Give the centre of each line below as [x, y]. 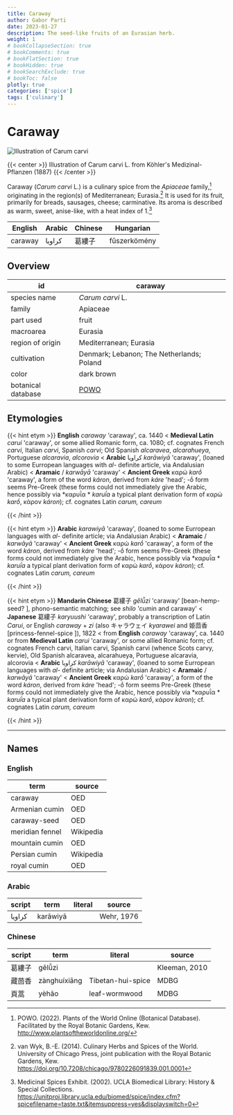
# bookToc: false [32, 78]
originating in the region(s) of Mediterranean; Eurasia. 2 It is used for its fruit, [115, 194]
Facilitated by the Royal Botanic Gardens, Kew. [84, 1025]
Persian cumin [34, 855]
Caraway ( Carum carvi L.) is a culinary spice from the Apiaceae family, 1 [110, 186]
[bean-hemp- [201, 601]
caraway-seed [35, 821]
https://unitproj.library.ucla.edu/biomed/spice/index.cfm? [98, 1096]
